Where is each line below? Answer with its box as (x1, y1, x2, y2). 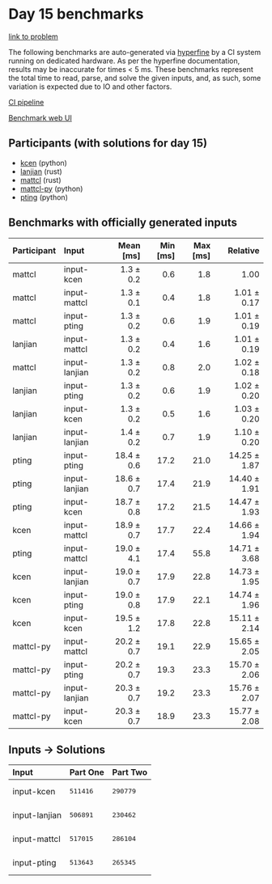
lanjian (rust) (19, 167, 62, 176)
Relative (227, 244, 260, 256)
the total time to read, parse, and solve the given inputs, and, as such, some (8, 73, 261, 82)
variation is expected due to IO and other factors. (8, 82, 172, 91)
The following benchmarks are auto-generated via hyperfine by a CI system (8, 47, 261, 57)
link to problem (8, 32, 58, 41)
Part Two (112, 767, 148, 778)
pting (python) (19, 192, 69, 202)
